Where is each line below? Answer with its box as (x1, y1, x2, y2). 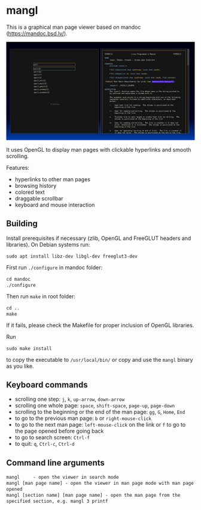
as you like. (6, 362, 34, 370)
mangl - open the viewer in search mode (6, 475, 119, 481)
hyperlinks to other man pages (14, 175, 91, 183)
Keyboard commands (6, 379, 88, 390)
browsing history (14, 182, 57, 189)
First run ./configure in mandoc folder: (6, 263, 103, 271)
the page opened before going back (14, 427, 104, 435)
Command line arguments (6, 457, 105, 468)
